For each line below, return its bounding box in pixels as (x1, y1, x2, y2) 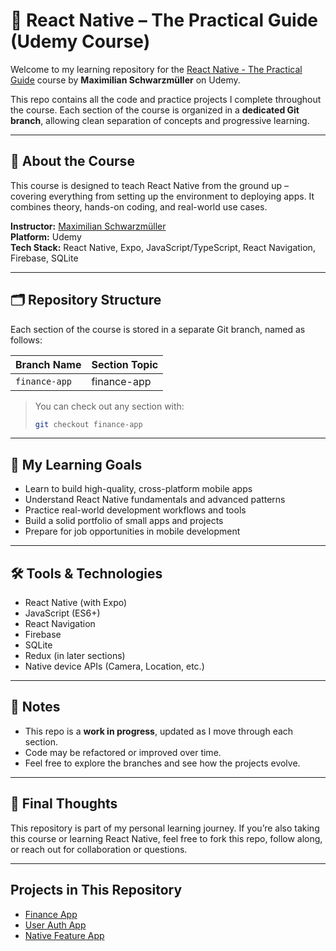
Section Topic (91, 357, 159, 371)
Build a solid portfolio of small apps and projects (24, 515, 224, 527)
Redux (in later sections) (24, 650, 126, 662)
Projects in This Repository (10, 882, 183, 899)
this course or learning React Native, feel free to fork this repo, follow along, (10, 832, 323, 844)
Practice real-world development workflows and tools (24, 504, 247, 516)
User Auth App (24, 919, 87, 931)
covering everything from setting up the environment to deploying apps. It (10, 190, 315, 202)
